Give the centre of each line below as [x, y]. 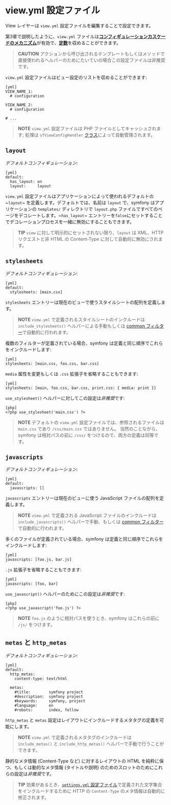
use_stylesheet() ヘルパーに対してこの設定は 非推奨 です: [65, 398]
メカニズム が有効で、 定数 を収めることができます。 [68, 43]
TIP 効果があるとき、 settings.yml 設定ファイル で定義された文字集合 [90, 785]
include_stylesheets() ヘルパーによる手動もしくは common [81, 326]
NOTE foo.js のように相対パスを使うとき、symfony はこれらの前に [89, 618]
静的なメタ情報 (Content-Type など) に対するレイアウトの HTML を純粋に [82, 761]
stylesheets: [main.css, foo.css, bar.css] [52, 363]
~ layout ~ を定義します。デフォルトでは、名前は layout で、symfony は [80, 202]
